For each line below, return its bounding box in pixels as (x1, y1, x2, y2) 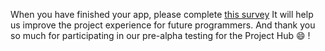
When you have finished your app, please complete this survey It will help (10, 9, 314, 20)
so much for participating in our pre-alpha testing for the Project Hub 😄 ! (10, 30, 311, 41)
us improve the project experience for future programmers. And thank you (10, 19, 316, 31)
